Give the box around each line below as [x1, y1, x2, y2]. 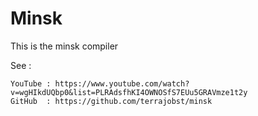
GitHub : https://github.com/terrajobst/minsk [10, 96, 213, 106]
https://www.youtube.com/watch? [54, 78, 190, 89]
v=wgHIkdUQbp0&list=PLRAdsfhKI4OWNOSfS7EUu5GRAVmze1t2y [10, 87, 248, 97]
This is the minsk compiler [10, 40, 119, 52]
